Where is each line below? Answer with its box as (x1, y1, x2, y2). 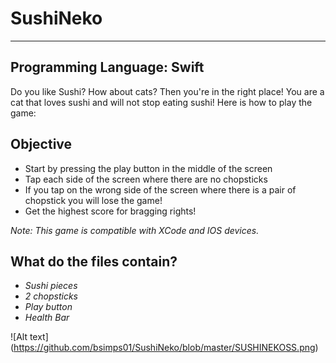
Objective (10, 136, 73, 153)
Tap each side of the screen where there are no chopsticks (24, 173, 268, 185)
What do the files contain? (10, 253, 178, 270)
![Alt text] (10, 331, 49, 343)
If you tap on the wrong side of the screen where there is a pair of (24, 183, 297, 196)
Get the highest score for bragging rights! (24, 205, 197, 217)
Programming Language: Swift (10, 59, 205, 76)
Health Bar (24, 312, 70, 324)
